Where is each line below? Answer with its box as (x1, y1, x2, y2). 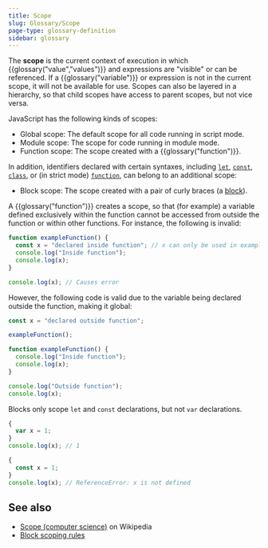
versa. (8, 98, 30, 108)
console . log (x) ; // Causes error (8, 278, 120, 286)
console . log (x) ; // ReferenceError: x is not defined (8, 478, 191, 486)
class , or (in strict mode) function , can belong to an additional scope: (8, 170, 238, 180)
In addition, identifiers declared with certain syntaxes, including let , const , (8, 162, 254, 172)
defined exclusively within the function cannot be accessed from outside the (8, 210, 260, 220)
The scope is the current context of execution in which (8, 56, 189, 66)
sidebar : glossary (8, 34, 69, 42)
